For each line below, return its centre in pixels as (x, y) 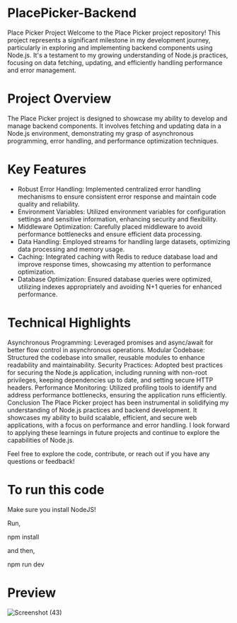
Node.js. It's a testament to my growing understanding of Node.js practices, (118, 55)
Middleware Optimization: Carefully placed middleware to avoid (110, 226)
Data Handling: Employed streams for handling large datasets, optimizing (124, 241)
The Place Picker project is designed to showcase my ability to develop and (117, 118)
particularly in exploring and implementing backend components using (110, 47)
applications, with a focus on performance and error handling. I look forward (118, 425)
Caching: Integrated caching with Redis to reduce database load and (117, 257)
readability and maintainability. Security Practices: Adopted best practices (115, 365)
